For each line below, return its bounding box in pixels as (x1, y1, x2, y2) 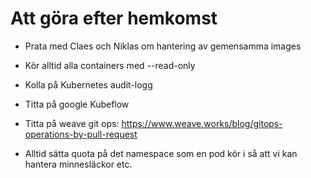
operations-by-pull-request (24, 128, 138, 140)
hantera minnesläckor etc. (24, 158, 133, 170)
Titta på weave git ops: (24, 117, 120, 129)
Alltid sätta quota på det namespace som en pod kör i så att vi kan (24, 147, 298, 159)
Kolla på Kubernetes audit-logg (24, 78, 153, 91)
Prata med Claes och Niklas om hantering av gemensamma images (24, 40, 302, 52)
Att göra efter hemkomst (10, 7, 218, 30)
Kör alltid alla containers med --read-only (24, 59, 196, 71)
